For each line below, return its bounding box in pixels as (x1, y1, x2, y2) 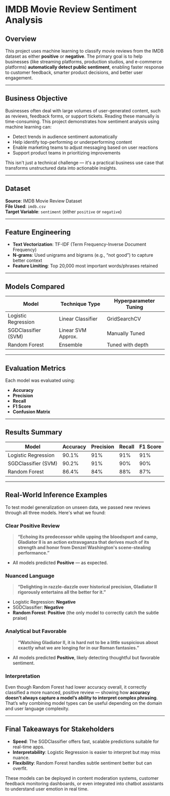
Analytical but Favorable (5, 628, 67, 635)
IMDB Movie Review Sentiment (5, 4, 137, 15)
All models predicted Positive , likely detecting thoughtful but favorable (12, 654, 160, 660)
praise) (12, 615, 28, 621)
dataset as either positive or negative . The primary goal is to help (5, 53, 143, 59)
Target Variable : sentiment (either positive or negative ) (5, 209, 122, 215)
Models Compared (5, 282, 65, 291)
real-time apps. (12, 743, 45, 750)
